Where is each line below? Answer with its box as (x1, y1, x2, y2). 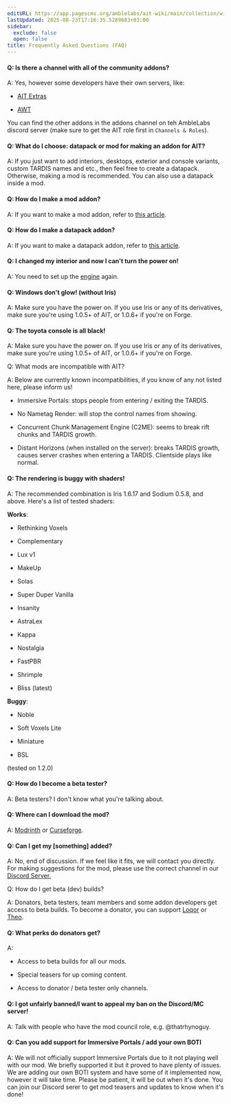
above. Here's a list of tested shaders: (7, 497, 115, 505)
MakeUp (16, 563, 41, 572)
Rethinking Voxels (16, 523, 68, 532)
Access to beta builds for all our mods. (16, 957, 127, 966)
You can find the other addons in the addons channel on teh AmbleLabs (7, 118, 211, 127)
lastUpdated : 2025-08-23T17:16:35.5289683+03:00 (7, 17, 149, 23)
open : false (13, 36, 48, 43)
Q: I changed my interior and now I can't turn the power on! (7, 257, 179, 265)
